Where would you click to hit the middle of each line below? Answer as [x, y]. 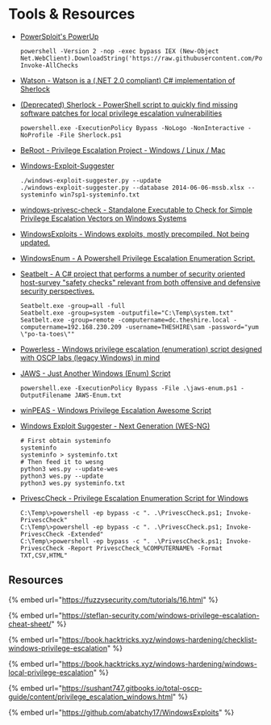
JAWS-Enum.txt [98, 395]
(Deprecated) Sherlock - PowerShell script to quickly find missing [129, 104]
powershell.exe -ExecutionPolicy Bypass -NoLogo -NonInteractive [132, 128]
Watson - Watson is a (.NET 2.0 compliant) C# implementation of [127, 80]
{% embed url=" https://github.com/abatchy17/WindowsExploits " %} [121, 712]
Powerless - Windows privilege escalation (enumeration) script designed [141, 349]
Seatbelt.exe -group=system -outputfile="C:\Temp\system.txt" [127, 313]
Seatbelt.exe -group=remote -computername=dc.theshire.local [125, 320]
